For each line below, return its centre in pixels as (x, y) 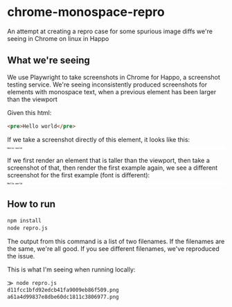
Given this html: (29, 112)
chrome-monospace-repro (86, 12)
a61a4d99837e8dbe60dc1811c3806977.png (63, 297)
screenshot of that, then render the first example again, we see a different (113, 168)
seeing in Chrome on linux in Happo (58, 38)
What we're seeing (48, 61)
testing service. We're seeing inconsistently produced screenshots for (107, 85)
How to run (32, 204)
